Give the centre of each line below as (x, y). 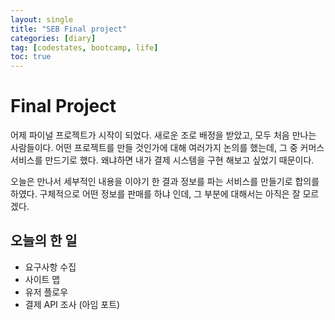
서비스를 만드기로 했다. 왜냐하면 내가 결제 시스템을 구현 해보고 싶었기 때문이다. (162, 160)
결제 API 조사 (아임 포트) (72, 304)
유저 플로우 (46, 292)
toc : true (31, 57)
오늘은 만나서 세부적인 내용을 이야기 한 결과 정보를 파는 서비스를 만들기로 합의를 (165, 182)
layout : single (42, 19)
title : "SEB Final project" (69, 29)
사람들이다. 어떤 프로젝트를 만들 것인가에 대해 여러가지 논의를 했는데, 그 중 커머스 (167, 148)
